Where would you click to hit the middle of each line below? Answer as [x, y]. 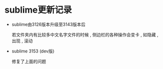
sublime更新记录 [38, 10]
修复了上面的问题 [29, 61]
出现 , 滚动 [22, 41]
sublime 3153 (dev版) [33, 51]
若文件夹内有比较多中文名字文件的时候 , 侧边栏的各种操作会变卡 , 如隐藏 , [85, 34]
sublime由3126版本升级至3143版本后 [49, 24]
